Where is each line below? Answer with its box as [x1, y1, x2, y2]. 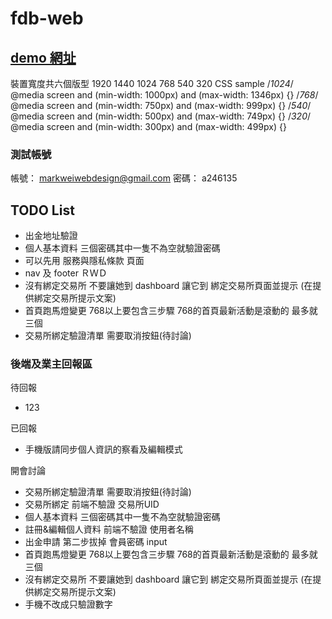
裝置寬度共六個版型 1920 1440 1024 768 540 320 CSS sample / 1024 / [10, 78, 294, 89]
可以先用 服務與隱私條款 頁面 [24, 255, 145, 267]
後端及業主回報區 [10, 357, 93, 371]
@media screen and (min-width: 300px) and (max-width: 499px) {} [10, 121, 287, 132]
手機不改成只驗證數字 [24, 598, 113, 611]
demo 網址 [10, 49, 77, 66]
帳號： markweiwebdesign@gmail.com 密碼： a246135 [10, 172, 238, 184]
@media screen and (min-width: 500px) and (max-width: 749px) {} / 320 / [10, 110, 312, 122]
